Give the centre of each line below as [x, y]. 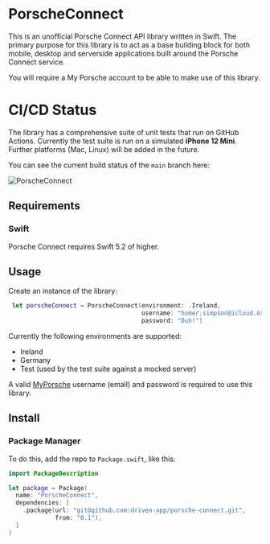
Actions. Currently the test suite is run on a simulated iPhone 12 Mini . [123, 141]
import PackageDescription [53, 473]
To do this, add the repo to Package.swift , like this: [92, 459]
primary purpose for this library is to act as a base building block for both [129, 44]
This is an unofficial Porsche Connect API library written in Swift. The [123, 36]
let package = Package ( [48, 488]
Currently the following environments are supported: [95, 336]
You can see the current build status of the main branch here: [109, 165]
